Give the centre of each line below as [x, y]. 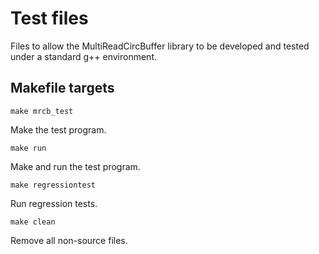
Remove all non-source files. [69, 240]
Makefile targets [62, 88]
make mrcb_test [42, 111]
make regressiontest [53, 185]
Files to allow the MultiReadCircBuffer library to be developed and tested [160, 46]
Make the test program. [58, 129]
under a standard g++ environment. [83, 56]
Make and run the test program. [75, 166]
